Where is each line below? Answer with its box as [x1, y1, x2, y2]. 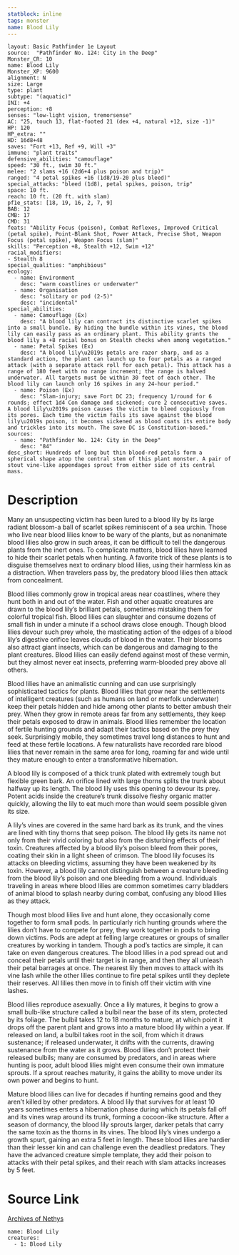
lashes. [7, 987, 29, 995]
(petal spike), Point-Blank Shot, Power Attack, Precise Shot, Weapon [7, 231, 222, 238]
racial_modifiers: [7, 249, 62, 257]
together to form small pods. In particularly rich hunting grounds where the [7, 918, 227, 927]
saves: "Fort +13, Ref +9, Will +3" [7, 143, 116, 151]
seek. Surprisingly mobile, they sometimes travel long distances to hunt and [7, 732, 230, 741]
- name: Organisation [14, 287, 78, 294]
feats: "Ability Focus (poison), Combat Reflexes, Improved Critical [7, 224, 219, 232]
